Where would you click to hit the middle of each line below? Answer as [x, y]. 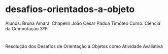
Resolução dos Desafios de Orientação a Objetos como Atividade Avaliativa [84, 46]
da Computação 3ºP [27, 28]
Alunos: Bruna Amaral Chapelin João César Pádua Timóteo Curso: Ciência [83, 23]
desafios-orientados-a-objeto [70, 9]
